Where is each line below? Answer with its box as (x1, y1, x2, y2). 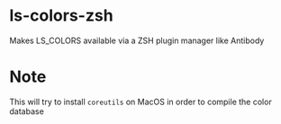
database (9, 105, 45, 117)
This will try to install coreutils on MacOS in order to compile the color (9, 96, 272, 107)
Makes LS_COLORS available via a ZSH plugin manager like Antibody (9, 35, 265, 46)
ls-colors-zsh (9, 5, 114, 26)
